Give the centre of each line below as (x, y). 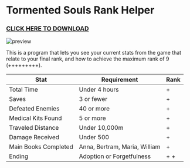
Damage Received (34, 137)
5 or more (93, 118)
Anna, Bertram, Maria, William (120, 147)
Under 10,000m (101, 128)
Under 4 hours (99, 90)
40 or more (94, 109)
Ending (19, 156)
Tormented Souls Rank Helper (80, 10)
